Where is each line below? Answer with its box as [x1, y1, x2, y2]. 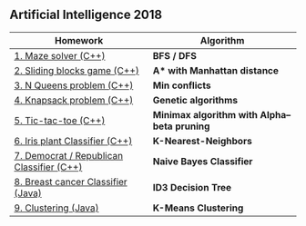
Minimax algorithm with [152, 108, 258, 121]
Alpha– [260, 108, 291, 121]
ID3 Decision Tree [152, 181, 232, 193]
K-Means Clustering [152, 201, 244, 214]
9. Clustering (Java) [14, 201, 99, 214]
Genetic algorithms [152, 93, 239, 106]
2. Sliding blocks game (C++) [14, 64, 139, 76]
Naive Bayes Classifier [152, 154, 253, 167]
